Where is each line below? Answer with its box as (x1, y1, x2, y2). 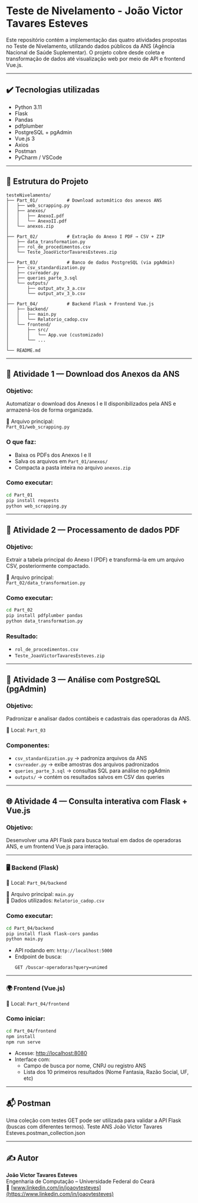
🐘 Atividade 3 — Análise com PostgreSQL (6, 674, 161, 684)
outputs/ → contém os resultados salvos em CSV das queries (14, 774, 165, 781)
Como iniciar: (6, 1014, 45, 1023)
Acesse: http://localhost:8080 (14, 1050, 87, 1057)
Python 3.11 (14, 104, 42, 111)
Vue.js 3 (14, 135, 35, 142)
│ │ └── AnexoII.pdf (6, 218, 67, 224)
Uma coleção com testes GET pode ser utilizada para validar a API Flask (6, 1117, 181, 1124)
